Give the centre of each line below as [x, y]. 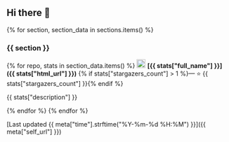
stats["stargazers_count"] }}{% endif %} [65, 84]
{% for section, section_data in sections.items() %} [80, 29]
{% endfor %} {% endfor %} [47, 111]
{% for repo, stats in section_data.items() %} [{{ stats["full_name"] [110, 66]
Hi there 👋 [28, 13]
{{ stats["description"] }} [42, 97]
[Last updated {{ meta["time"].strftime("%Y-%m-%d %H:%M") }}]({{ [106, 125]
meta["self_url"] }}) [34, 132]
